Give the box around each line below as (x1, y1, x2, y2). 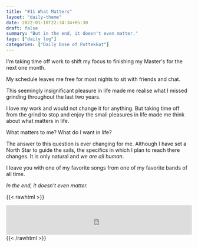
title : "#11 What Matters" (6, 8, 72, 15)
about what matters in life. (6, 117, 70, 124)
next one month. (6, 64, 46, 71)
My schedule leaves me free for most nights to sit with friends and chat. (6, 75, 181, 83)
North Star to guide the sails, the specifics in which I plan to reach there (6, 146, 180, 154)
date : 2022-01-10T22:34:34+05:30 (6, 19, 88, 25)
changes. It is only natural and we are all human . (6, 152, 124, 160)
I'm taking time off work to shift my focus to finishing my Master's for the (6, 57, 183, 65)
